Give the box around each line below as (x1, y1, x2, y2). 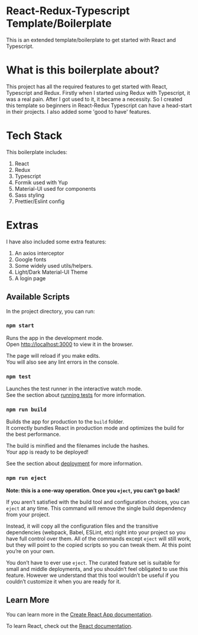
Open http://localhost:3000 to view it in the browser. (6, 341, 134, 348)
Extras (6, 219, 38, 232)
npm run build (6, 406, 47, 413)
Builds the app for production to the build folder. (6, 418, 125, 425)
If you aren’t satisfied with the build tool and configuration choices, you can (6, 498, 190, 505)
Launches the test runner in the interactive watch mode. (6, 385, 143, 392)
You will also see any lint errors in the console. (6, 358, 119, 365)
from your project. (6, 511, 50, 518)
